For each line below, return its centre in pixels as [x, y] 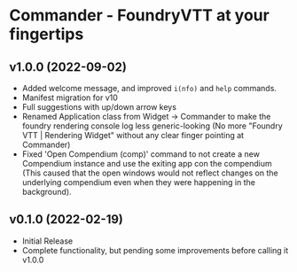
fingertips [47, 34]
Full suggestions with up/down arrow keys [99, 107]
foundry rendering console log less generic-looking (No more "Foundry [152, 126]
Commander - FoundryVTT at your [140, 16]
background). [47, 192]
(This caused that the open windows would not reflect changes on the [150, 173]
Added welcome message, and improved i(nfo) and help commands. [149, 88]
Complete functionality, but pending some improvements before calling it [155, 250]
